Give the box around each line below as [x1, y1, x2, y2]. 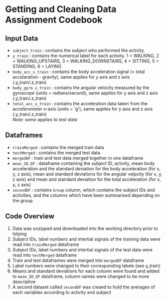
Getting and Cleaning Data [5, 4, 117, 15]
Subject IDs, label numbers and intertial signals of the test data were [12, 246, 153, 252]
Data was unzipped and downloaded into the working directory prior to [12, 225, 158, 231]
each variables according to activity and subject [12, 289, 111, 295]
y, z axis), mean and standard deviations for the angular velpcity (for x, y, [12, 171, 163, 177]
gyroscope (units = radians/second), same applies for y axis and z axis [12, 90, 158, 96]
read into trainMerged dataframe [12, 241, 79, 247]
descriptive [12, 278, 36, 284]
